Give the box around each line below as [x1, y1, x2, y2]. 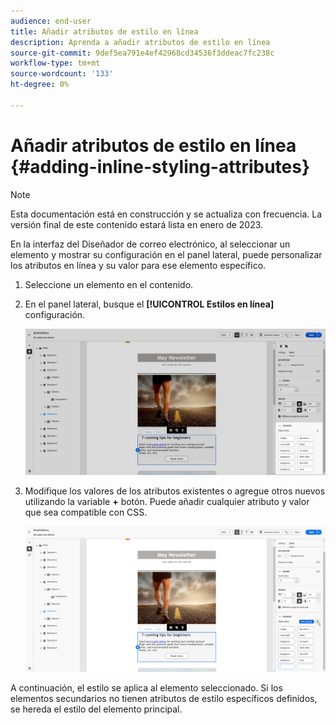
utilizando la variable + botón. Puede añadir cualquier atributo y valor [24, 495, 310, 507]
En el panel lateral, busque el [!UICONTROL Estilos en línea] [24, 298, 275, 310]
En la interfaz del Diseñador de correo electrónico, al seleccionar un [10, 238, 291, 250]
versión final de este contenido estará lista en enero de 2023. [10, 218, 264, 230]
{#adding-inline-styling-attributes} [10, 155, 311, 178]
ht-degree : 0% [10, 80, 70, 90]
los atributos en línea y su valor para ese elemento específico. [10, 259, 267, 271]
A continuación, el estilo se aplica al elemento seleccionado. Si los [10, 681, 283, 694]
